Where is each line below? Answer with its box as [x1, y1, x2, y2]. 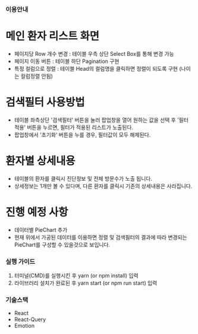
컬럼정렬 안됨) [20, 73, 53, 80]
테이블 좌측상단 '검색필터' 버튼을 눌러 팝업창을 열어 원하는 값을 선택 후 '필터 [14, 116, 188, 123]
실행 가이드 [5, 257, 36, 266]
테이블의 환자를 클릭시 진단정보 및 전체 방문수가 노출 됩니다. [14, 175, 153, 182]
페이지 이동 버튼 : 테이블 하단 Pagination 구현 [14, 58, 120, 65]
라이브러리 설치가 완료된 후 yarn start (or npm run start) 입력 [14, 279, 158, 286]
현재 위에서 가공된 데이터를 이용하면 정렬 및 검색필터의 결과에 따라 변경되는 [14, 234, 188, 241]
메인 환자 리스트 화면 [5, 30, 99, 43]
